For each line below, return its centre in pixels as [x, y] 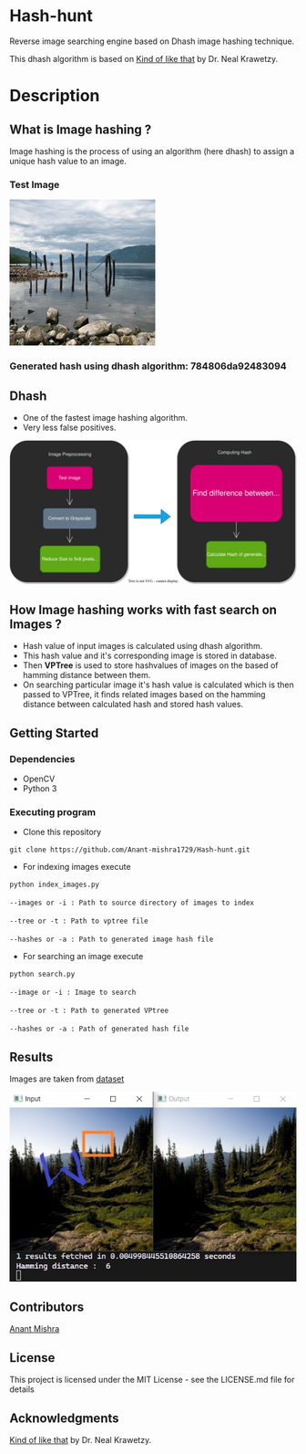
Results [31, 1057]
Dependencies [42, 758]
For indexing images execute [76, 867]
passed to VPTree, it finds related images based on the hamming [144, 695]
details [22, 1389]
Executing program [53, 811]
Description [55, 96]
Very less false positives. [69, 427]
